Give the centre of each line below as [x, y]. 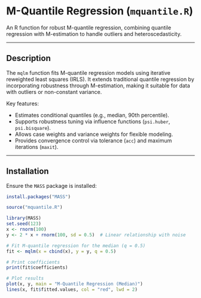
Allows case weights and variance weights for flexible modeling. [94, 134]
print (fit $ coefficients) [37, 267]
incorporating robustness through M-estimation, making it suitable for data [98, 86]
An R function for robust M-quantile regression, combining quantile [89, 28]
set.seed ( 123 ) [24, 224]
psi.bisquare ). [33, 127]
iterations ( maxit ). [36, 147]
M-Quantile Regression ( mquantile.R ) [100, 11]
